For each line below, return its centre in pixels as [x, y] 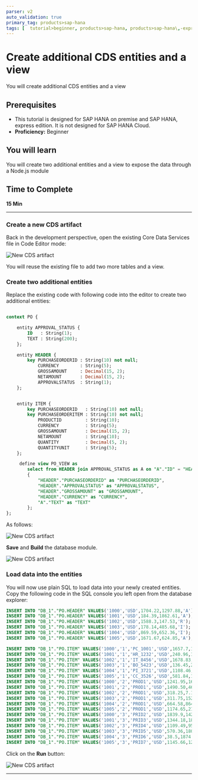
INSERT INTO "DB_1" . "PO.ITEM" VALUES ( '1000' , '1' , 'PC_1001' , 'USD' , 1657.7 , [99, 649]
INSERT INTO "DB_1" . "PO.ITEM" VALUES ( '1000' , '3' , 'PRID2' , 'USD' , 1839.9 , [96, 715]
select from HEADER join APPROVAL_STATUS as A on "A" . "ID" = [104, 470]
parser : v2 [19, 12]
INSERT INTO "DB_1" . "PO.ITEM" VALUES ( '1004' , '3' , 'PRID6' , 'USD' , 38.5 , [93, 737]
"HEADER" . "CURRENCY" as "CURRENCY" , [82, 497]
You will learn [32, 151]
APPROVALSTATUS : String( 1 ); [75, 382]
